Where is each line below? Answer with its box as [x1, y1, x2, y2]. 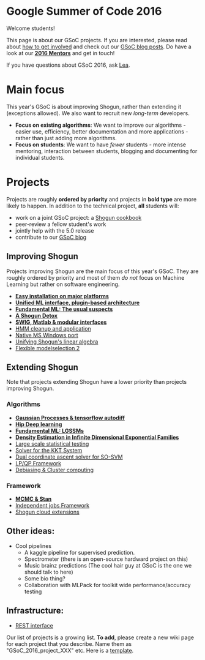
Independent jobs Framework [15, 502, 90, 509]
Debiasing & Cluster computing [15, 466, 94, 473]
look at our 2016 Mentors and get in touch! [6, 49, 115, 56]
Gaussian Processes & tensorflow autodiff [15, 414, 125, 421]
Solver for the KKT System [15, 446, 83, 454]
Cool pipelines [15, 542, 52, 549]
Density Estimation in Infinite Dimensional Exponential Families [15, 433, 179, 441]
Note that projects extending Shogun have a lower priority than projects [6, 378, 187, 386]
